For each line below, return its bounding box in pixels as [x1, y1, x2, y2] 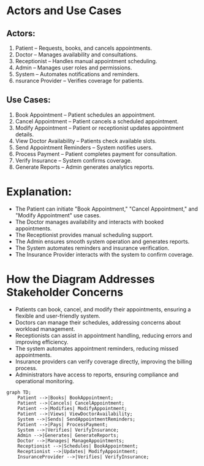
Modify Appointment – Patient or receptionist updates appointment [15, 124, 184, 131]
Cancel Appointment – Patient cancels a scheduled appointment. [15, 117, 179, 125]
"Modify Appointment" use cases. [15, 211, 101, 219]
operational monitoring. [15, 377, 75, 384]
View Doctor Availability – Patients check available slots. [15, 137, 157, 144]
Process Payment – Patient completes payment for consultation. [15, 150, 178, 157]
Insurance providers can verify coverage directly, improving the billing [15, 357, 192, 365]
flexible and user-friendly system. [15, 312, 100, 319]
